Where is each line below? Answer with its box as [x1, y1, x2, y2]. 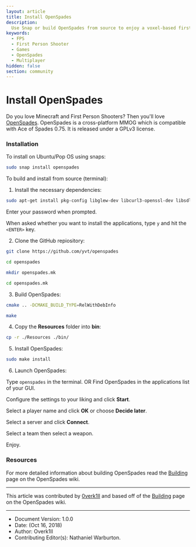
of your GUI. [6, 384, 36, 392]
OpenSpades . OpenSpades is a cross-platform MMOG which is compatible [6, 119, 186, 126]
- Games [11, 47, 30, 53]
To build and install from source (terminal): [6, 175, 108, 182]
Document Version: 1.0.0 [14, 515, 73, 522]
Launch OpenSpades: [14, 367, 67, 374]
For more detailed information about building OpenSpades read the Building [6, 469, 188, 476]
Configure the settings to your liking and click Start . [6, 396, 131, 403]
